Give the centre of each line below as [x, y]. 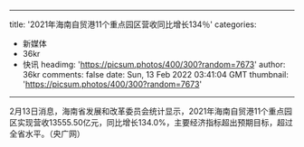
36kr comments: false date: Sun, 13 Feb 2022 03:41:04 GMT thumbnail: [156, 74]
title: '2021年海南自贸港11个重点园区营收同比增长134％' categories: [133, 24]
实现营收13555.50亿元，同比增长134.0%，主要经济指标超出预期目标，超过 [155, 122]
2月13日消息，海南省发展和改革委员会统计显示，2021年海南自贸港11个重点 [147, 111]
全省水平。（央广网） [47, 133]
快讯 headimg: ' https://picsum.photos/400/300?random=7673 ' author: [154, 64]
